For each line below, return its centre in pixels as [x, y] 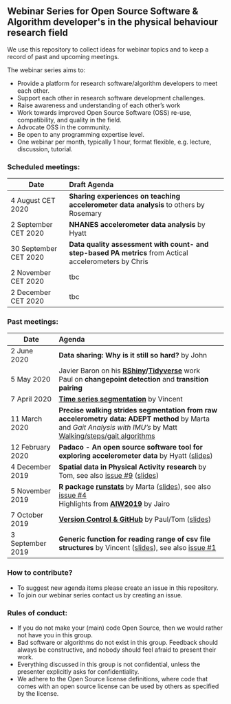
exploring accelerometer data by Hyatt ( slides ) [136, 456]
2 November [31, 273]
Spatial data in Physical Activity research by [133, 467]
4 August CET [33, 201]
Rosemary [85, 214]
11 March [26, 419]
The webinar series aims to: [46, 70]
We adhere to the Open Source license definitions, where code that [112, 679]
